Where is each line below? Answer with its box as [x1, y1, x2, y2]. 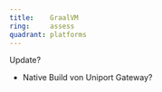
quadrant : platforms [9, 30, 88, 39]
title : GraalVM [9, 13, 79, 23]
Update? [9, 55, 42, 66]
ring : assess [9, 22, 75, 31]
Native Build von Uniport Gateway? [22, 72, 153, 83]
